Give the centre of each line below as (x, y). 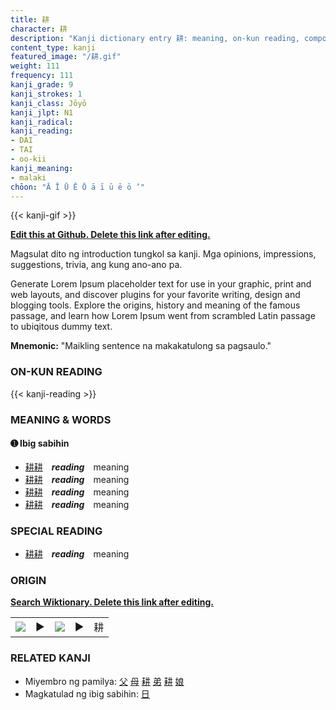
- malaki (28, 177)
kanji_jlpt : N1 (42, 112)
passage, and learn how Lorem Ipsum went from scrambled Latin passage (163, 316)
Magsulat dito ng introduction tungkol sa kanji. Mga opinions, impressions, (163, 254)
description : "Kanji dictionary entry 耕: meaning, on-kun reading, (155, 38)
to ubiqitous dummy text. (61, 327)
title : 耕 (30, 19)
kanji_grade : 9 (42, 85)
